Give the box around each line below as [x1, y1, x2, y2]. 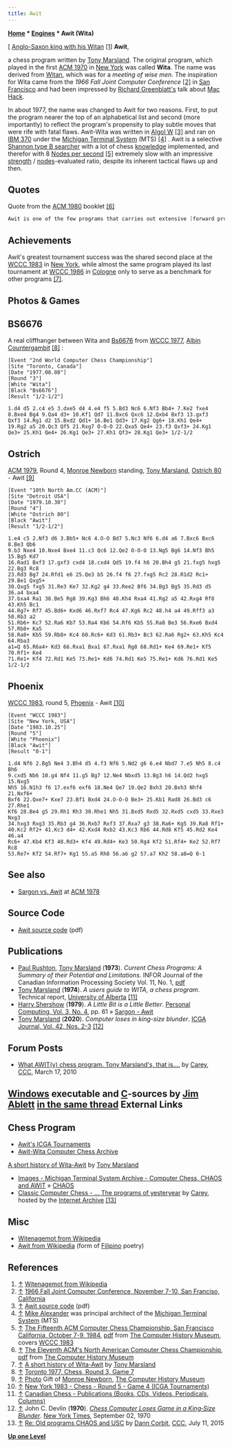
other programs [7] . [8, 275, 64, 283]
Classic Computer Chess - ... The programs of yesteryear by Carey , [17, 1189, 209, 1197]
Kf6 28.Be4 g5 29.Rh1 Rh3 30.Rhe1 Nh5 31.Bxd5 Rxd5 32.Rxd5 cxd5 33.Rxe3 [8, 808, 224, 815]
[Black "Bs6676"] [8, 387, 58, 394]
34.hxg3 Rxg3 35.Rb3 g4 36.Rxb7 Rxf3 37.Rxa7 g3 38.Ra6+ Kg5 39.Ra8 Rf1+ [8, 820, 224, 827]
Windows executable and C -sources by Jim [8, 1088, 199, 1099]
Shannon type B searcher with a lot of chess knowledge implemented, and [8, 142, 220, 150]
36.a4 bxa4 [8, 589, 39, 596]
